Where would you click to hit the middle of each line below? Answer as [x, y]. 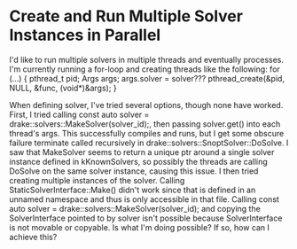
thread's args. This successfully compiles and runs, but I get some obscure [147, 133]
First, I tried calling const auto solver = [79, 114]
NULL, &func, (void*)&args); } [63, 88]
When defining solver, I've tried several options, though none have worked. [146, 105]
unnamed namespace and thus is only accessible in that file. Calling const [144, 199]
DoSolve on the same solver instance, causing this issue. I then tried [134, 171]
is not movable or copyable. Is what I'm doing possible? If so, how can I [140, 227]
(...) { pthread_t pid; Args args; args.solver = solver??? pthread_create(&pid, [147, 78]
